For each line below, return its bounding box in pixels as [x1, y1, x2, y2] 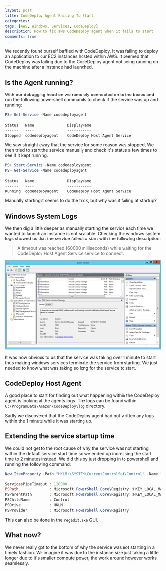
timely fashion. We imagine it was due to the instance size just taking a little [5, 549, 159, 555]
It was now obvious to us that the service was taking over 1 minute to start [5, 354, 156, 361]
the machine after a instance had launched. [5, 64, 93, 70]
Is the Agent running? [5, 78, 73, 87]
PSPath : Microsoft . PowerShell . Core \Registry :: [5, 487, 134, 492]
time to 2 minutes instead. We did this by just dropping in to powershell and [5, 456, 159, 462]
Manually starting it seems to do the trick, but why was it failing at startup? [5, 198, 157, 204]
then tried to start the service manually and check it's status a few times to [5, 147, 157, 153]
